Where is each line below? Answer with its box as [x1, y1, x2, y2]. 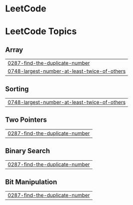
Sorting [5, 85, 29, 93]
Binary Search [5, 147, 50, 155]
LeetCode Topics [5, 26, 77, 37]
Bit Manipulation [5, 178, 57, 187]
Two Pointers [5, 115, 47, 124]
